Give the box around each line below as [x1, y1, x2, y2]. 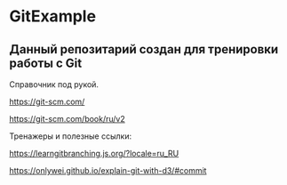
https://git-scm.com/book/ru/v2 [9, 114, 126, 124]
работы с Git [9, 55, 83, 70]
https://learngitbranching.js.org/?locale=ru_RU [9, 149, 179, 158]
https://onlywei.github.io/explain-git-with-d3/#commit [9, 165, 207, 175]
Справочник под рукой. [9, 79, 100, 90]
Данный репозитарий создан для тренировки [9, 42, 279, 57]
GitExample [9, 6, 96, 27]
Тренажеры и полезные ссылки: [9, 131, 132, 141]
